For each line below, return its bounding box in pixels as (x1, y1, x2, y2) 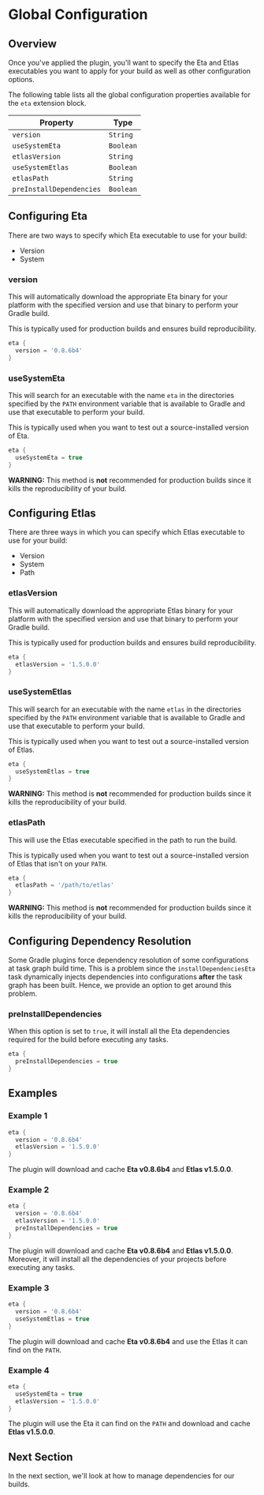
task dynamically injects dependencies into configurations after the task (8, 972, 243, 982)
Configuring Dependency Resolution (8, 934, 191, 948)
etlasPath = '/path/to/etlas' (15, 881, 114, 889)
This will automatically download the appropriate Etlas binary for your (8, 606, 234, 615)
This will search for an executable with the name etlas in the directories (8, 704, 242, 714)
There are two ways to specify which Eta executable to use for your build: (8, 231, 247, 240)
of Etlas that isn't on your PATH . (8, 858, 108, 868)
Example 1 (8, 1110, 48, 1121)
